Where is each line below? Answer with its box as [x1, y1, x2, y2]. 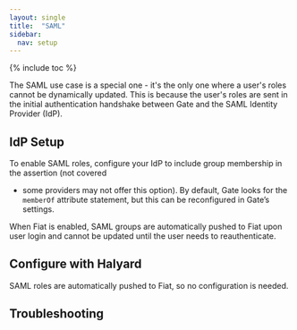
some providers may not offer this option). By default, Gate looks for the [21, 185, 288, 196]
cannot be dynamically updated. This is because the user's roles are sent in [9, 89, 288, 100]
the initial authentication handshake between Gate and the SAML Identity [9, 99, 278, 110]
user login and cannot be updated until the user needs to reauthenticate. [9, 231, 276, 241]
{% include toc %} [9, 63, 78, 73]
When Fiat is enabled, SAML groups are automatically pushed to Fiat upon [9, 221, 283, 233]
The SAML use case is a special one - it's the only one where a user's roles [9, 80, 287, 90]
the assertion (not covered [9, 167, 107, 179]
